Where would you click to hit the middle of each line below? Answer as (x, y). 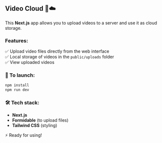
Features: (17, 41)
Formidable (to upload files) (40, 120)
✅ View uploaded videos (30, 62)
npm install (17, 85)
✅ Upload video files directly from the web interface (57, 51)
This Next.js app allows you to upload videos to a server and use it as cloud (81, 23)
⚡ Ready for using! (24, 135)
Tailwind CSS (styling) (35, 125)
